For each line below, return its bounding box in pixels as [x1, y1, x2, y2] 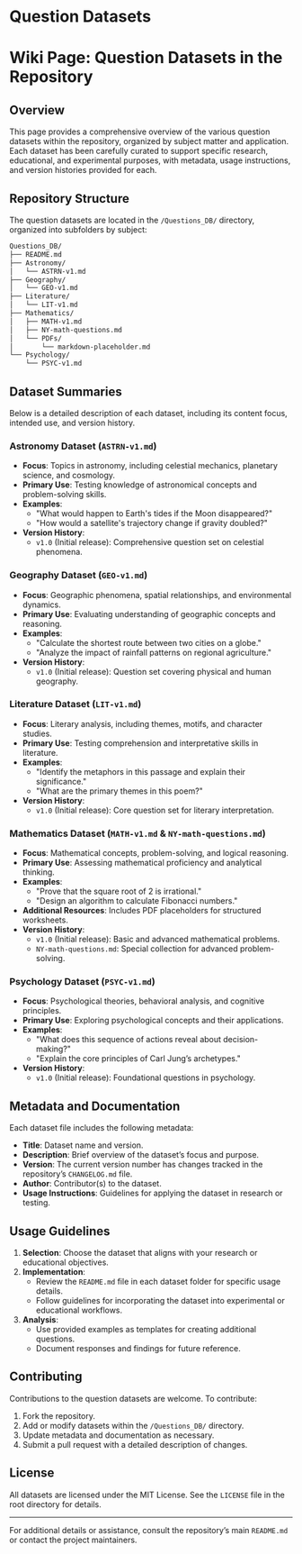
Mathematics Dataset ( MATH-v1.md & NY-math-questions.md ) [9, 827, 267, 840]
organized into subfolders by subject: [9, 224, 147, 235]
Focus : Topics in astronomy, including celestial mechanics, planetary [22, 460, 279, 471]
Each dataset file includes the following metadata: [9, 1122, 194, 1133]
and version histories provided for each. [9, 165, 157, 176]
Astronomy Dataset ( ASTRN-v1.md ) [9, 440, 157, 452]
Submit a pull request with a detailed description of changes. [22, 1439, 248, 1449]
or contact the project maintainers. [9, 1534, 138, 1545]
